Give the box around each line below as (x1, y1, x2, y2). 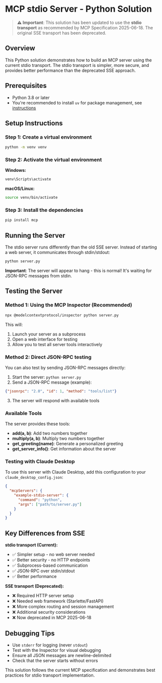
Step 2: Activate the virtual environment (5, 156, 102, 163)
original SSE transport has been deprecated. (17, 30, 106, 36)
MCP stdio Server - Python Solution (5, 3, 152, 15)
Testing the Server (5, 287, 63, 295)
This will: (5, 321, 23, 328)
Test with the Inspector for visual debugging (12, 647, 101, 653)
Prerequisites (5, 82, 47, 90)
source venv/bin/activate (5, 195, 58, 200)
